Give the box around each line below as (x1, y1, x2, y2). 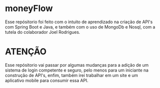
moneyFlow (5, 3, 53, 14)
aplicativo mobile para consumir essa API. (5, 77, 88, 83)
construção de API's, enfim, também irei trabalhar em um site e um (5, 72, 138, 78)
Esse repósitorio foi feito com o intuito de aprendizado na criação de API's (5, 19, 153, 25)
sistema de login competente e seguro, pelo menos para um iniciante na (5, 67, 149, 73)
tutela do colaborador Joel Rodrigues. (5, 29, 81, 35)
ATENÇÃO (5, 46, 47, 57)
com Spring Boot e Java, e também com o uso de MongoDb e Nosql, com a (5, 24, 156, 29)
